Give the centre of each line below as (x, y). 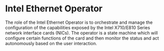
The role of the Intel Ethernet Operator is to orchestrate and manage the (79, 22)
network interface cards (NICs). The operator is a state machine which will (82, 33)
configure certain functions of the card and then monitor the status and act (82, 38)
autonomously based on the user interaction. (51, 43)
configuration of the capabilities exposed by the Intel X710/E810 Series (78, 27)
